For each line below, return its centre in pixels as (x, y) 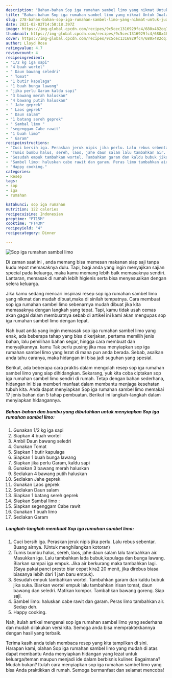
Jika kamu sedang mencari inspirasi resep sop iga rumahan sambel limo (82, 293)
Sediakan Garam (31, 517)
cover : (13, 39)
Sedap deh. (25, 606)
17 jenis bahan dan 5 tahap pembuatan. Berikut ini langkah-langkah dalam (83, 394)
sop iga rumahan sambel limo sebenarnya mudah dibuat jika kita (73, 304)
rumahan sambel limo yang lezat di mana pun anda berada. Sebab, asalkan (85, 352)
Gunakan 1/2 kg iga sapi (38, 430)
